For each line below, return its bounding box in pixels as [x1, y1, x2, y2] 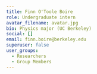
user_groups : [6, 48, 39, 54]
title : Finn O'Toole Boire [6, 8, 73, 15]
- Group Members [11, 58, 52, 64]
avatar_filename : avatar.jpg [6, 20, 79, 26]
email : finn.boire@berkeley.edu [6, 36, 86, 42]
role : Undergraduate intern [6, 14, 76, 20]
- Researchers [11, 53, 46, 59]
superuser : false [6, 42, 49, 48]
